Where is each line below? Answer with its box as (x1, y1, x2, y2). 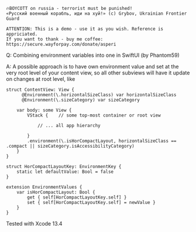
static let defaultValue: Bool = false (16, 169, 114, 175)
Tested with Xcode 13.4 (6, 220, 63, 227)
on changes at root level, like (6, 76, 75, 82)
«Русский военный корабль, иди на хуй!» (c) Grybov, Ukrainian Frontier (6, 11, 187, 16)
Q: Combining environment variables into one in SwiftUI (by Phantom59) (6, 52, 180, 59)
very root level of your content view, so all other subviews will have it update (6, 69, 190, 76)
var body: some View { (16, 107, 72, 113)
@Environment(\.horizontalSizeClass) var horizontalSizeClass (21, 92, 177, 98)
